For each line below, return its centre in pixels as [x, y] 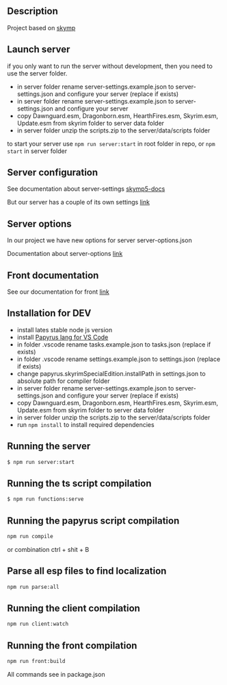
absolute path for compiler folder [63, 381]
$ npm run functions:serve [45, 499]
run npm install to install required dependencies [86, 424]
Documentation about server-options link [65, 254]
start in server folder [37, 151]
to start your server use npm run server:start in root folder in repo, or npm [111, 143]
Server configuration [53, 173]
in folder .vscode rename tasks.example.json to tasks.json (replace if [114, 344]
